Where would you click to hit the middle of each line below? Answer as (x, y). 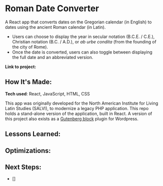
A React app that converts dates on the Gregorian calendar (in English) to (78, 22)
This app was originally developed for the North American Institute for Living (82, 103)
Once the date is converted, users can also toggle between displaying (82, 52)
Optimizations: (28, 151)
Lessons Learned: (33, 134)
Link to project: (21, 67)
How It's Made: (28, 82)
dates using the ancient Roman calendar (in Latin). (55, 27)
